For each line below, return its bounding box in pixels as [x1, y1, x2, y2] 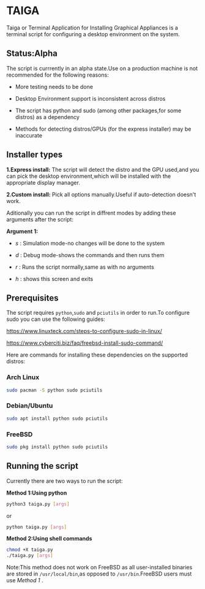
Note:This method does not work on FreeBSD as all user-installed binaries [6, 564, 193, 571]
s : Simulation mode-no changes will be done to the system [15, 239, 165, 247]
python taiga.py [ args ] [6, 524, 67, 530]
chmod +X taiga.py [6, 547, 53, 553]
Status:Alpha [6, 48, 58, 59]
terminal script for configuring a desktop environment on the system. [6, 30, 181, 37]
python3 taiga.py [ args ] [6, 501, 70, 507]
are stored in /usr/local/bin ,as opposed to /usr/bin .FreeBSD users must [6, 570, 192, 577]
